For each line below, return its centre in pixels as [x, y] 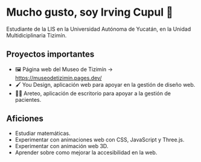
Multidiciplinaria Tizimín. [37, 35]
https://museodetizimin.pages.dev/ [58, 78]
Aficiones [25, 119]
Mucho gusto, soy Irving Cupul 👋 [90, 12]
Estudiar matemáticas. [43, 133]
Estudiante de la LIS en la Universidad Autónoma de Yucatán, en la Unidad [99, 29]
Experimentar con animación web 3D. [62, 146]
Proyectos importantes [50, 55]
